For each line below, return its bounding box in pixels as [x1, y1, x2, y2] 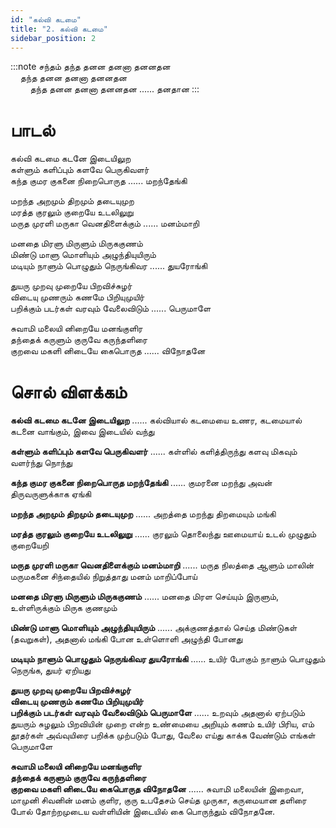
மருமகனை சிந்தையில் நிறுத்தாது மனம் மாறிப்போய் [10, 571, 198, 583]
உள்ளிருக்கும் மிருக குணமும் [10, 602, 118, 614]
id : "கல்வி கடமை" [10, 14, 82, 25]
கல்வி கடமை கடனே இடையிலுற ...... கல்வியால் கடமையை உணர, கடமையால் [10, 414, 303, 426]
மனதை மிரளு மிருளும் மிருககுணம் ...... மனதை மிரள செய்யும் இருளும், [10, 591, 280, 603]
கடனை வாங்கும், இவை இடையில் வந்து [10, 426, 155, 438]
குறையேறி [10, 539, 49, 551]
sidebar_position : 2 [10, 33, 97, 43]
